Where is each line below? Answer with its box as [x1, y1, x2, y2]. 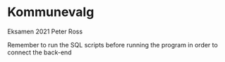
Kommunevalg [7, 4, 95, 20]
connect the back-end [7, 48, 72, 56]
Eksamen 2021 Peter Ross [7, 27, 83, 36]
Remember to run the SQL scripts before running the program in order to [7, 40, 219, 49]
